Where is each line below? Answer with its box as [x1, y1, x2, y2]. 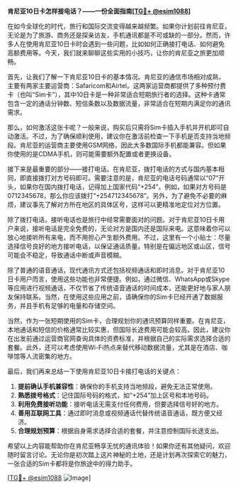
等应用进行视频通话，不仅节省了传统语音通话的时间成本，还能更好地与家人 [7, 284, 225, 292]
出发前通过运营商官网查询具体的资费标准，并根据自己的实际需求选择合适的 [13, 334, 231, 343]
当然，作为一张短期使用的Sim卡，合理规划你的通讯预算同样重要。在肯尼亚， [7, 317, 229, 325]
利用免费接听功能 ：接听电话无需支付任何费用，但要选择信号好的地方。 [17, 400, 223, 408]
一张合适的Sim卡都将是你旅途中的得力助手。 [7, 459, 137, 468]
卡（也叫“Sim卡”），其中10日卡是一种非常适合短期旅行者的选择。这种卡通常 [7, 90, 226, 99]
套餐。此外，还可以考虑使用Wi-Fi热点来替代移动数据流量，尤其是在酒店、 [7, 344, 222, 351]
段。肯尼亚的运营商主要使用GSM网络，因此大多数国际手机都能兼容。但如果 [7, 141, 227, 149]
